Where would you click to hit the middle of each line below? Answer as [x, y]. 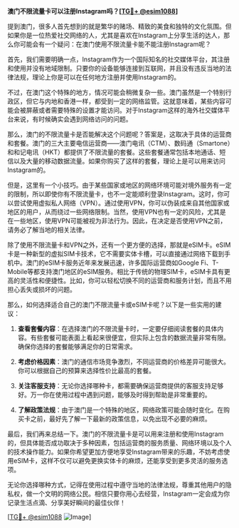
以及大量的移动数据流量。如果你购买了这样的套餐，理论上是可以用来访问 [119, 161]
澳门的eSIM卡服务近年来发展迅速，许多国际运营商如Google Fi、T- [122, 263]
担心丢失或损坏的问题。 [42, 289]
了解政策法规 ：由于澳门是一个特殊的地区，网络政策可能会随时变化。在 [121, 410]
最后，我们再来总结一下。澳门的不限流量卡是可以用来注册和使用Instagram [116, 434]
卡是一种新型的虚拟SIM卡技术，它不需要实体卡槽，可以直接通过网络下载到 [116, 254]
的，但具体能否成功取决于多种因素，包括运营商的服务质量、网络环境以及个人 [119, 443]
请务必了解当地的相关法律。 [48, 230]
